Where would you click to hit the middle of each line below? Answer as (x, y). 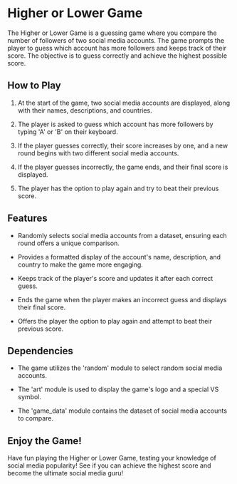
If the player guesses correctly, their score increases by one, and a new (123, 145)
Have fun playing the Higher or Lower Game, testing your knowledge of (112, 458)
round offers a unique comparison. (68, 243)
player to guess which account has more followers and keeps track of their (117, 48)
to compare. (36, 418)
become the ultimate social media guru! (65, 473)
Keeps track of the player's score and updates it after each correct (115, 278)
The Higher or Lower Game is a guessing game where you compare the (112, 33)
